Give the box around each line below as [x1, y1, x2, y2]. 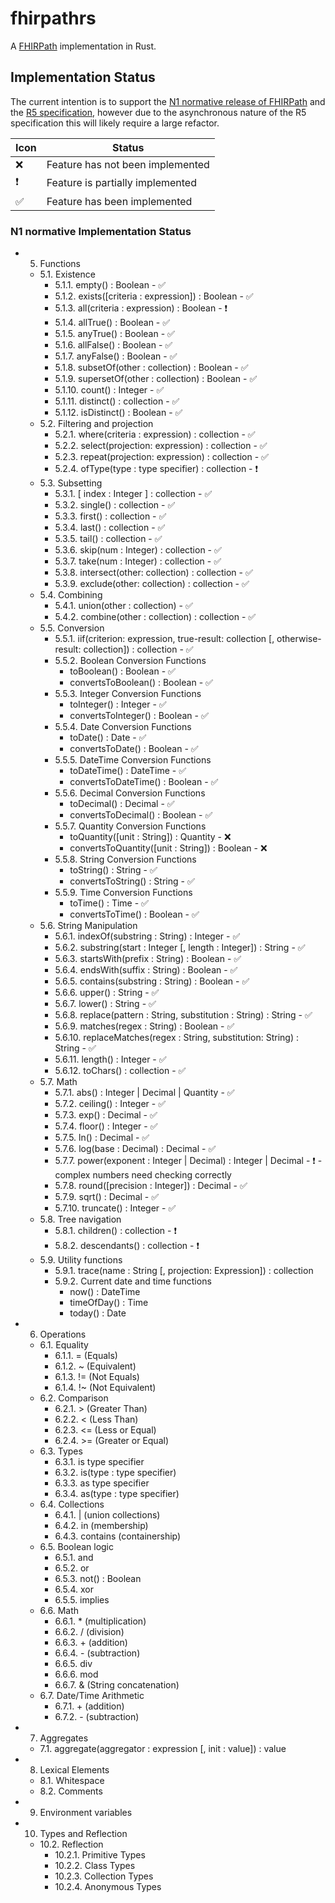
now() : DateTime [69, 1286, 141, 1298]
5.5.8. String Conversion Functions [54, 853, 197, 866]
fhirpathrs [10, 7, 97, 30]
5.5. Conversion [39, 622, 105, 634]
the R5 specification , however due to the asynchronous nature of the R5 [10, 106, 307, 118]
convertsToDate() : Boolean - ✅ [69, 743, 199, 755]
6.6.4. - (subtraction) [54, 1647, 141, 1659]
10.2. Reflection [39, 1838, 104, 1851]
